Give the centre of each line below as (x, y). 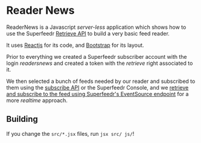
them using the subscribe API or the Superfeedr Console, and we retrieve (97, 87)
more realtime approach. (37, 100)
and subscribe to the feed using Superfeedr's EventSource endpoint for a (97, 94)
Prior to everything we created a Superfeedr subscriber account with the (97, 56)
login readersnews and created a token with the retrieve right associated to (100, 63)
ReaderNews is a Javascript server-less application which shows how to (96, 27)
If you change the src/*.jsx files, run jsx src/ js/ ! (70, 133)
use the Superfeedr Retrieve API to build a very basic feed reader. (88, 33)
